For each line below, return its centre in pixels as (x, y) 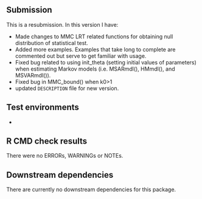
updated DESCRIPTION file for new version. (67, 88)
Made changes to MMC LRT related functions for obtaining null (94, 37)
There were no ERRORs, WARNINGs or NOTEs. (65, 156)
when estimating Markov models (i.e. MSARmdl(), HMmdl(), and (95, 69)
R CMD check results (47, 141)
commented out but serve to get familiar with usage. (81, 56)
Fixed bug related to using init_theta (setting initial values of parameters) (106, 62)
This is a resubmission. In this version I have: (62, 24)
